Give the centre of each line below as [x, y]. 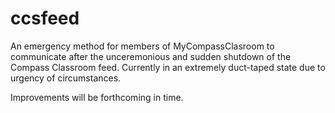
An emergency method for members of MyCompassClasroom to [142, 46]
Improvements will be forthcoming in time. [97, 97]
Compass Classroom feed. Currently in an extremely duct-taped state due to [168, 67]
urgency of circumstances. [66, 78]
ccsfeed [45, 18]
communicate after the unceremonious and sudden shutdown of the [151, 56]
